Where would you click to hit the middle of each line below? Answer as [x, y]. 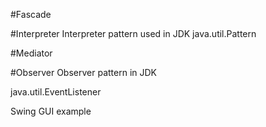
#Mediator [31, 53]
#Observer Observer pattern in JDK [83, 72]
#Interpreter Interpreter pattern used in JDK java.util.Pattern [133, 33]
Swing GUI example [51, 111]
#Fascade [31, 14]
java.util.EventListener [56, 92]
